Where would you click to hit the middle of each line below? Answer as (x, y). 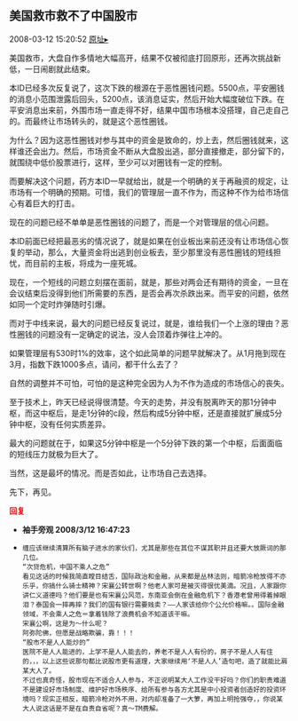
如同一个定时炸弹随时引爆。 (60, 304)
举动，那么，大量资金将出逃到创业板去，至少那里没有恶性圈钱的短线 (149, 252)
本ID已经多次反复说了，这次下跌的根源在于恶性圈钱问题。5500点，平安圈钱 (147, 88)
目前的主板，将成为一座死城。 (87, 263)
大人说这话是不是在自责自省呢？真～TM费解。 (92, 709)
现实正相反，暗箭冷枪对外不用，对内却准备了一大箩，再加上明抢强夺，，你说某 (163, 699)
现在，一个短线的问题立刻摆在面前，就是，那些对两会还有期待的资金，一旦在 (149, 281)
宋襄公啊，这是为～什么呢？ (65, 623)
